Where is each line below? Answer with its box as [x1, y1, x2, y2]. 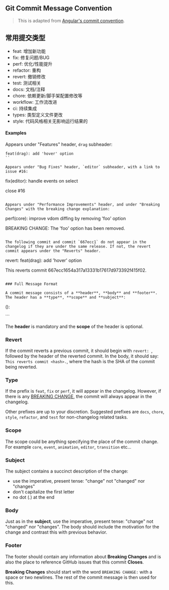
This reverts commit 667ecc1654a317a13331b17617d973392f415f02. [5, 267, 147, 273]
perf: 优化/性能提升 [12, 61, 53, 67]
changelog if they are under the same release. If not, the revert [5, 244, 151, 249]
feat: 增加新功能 [12, 48, 46, 54]
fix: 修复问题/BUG [12, 54, 50, 61]
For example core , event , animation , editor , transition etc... [5, 444, 131, 450]
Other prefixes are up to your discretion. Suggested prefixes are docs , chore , [5, 409, 165, 415]
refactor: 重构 [12, 67, 41, 73]
